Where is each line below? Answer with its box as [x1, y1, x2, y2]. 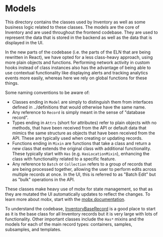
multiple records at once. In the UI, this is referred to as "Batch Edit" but [12, 171, 156, 177]
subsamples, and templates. [5, 226, 62, 232]
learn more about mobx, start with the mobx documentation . [5, 196, 126, 202]
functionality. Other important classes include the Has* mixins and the [5, 216, 145, 222]
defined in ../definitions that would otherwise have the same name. [12, 104, 146, 110]
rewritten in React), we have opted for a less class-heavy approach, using [5, 54, 153, 60]
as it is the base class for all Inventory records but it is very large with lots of [5, 211, 158, 217]
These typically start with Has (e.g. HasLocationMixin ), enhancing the [12, 150, 150, 156]
